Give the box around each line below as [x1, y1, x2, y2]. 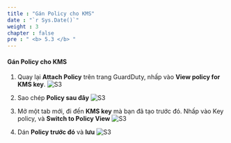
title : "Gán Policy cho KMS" [7, 10, 95, 17]
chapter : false [7, 29, 54, 37]
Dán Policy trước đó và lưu [17, 128, 95, 136]
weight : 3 [7, 23, 39, 30]
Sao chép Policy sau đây [17, 94, 89, 102]
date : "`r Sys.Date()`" [7, 17, 79, 24]
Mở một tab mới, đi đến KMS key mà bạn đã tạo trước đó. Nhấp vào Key [17, 107, 224, 115]
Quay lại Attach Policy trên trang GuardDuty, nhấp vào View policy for [17, 73, 221, 81]
